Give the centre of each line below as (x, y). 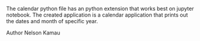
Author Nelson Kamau (33, 33)
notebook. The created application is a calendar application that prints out (97, 15)
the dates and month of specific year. (52, 21)
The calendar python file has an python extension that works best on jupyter (100, 9)
